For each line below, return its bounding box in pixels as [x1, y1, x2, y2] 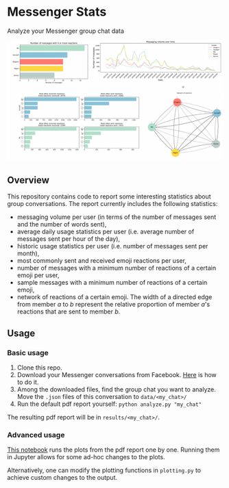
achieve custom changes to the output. [7, 474, 118, 482]
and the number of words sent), [16, 220, 107, 229]
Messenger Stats [7, 4, 107, 20]
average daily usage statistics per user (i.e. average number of [16, 227, 195, 236]
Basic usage [7, 348, 49, 357]
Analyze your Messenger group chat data [7, 27, 125, 35]
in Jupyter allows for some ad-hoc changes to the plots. [7, 453, 166, 461]
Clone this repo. [16, 363, 62, 372]
